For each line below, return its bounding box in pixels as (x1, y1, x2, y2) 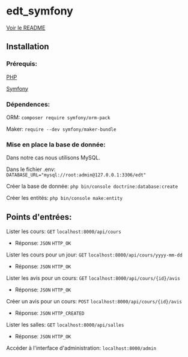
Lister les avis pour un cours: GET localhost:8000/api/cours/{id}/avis (6, 275, 180, 282)
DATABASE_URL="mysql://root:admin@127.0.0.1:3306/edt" (6, 172, 147, 178)
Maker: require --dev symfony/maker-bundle (6, 125, 117, 132)
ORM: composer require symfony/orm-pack (6, 113, 111, 121)
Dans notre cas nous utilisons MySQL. (6, 154, 101, 161)
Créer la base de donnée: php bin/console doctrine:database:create (6, 182, 178, 190)
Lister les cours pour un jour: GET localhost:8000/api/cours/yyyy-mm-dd (6, 251, 183, 258)
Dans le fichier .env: (6, 166, 56, 173)
